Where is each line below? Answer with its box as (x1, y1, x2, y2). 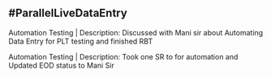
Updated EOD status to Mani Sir (8, 60, 115, 70)
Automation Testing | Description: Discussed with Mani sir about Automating (8, 27, 264, 37)
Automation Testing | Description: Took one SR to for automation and (8, 51, 239, 61)
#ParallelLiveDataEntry (8, 6, 127, 20)
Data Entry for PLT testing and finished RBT (8, 36, 153, 46)
